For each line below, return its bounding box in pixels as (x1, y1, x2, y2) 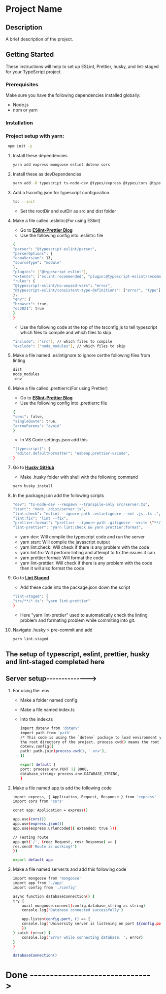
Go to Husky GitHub (12, 464, 55, 470)
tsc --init (12, 199, 35, 204)
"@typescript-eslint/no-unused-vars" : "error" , (12, 283, 112, 288)
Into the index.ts (20, 716, 53, 722)
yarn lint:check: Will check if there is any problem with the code (20, 544, 149, 550)
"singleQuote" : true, (12, 419, 57, 424)
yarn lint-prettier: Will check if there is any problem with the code (20, 560, 152, 566)
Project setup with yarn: (5, 132, 65, 139)
